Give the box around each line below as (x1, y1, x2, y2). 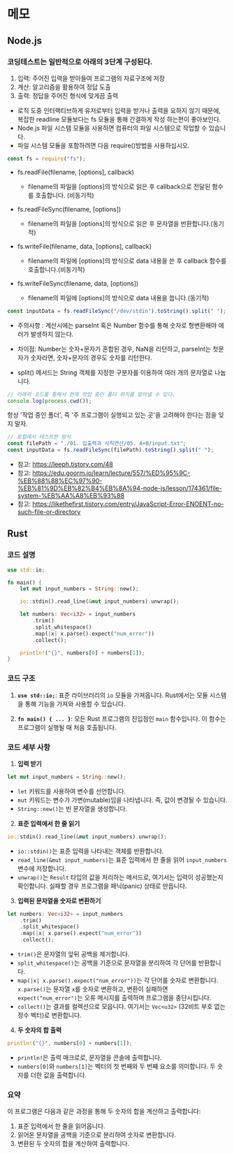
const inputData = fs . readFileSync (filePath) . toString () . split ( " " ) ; (7, 446, 214, 454)
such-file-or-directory (17, 508, 81, 516)
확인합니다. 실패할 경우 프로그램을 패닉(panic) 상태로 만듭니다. (17, 882, 187, 890)
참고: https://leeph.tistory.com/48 (17, 460, 114, 468)
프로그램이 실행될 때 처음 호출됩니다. (17, 723, 117, 731)
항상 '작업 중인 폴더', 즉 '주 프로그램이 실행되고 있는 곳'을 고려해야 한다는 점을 (7, 411, 217, 419)
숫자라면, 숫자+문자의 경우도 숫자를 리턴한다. (30, 353, 152, 362)
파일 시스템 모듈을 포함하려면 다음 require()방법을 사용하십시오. (17, 141, 190, 149)
